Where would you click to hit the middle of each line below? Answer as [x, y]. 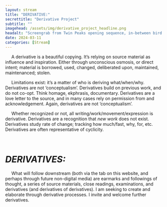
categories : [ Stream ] [28, 43]
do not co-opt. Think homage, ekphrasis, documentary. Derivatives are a [80, 93]
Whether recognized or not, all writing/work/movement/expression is [82, 113]
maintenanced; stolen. [28, 73]
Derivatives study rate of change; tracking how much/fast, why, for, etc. [79, 124]
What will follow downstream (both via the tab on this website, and [80, 173]
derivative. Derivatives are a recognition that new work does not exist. [77, 119]
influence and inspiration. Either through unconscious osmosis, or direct [79, 62]
